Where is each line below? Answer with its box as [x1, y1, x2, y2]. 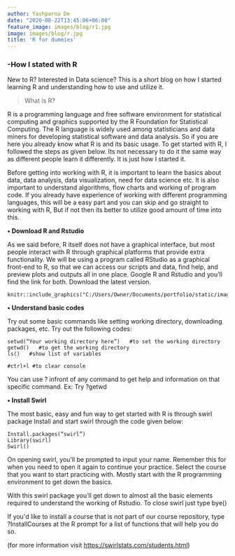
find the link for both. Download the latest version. [7, 278, 152, 286]
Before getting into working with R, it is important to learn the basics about [7, 168, 222, 177]
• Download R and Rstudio [7, 227, 85, 235]
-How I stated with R [7, 60, 78, 69]
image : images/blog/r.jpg [7, 29, 83, 37]
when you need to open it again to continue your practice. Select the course [7, 463, 227, 471]
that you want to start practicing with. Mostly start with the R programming [7, 470, 222, 479]
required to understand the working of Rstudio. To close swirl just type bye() [7, 499, 227, 508]
